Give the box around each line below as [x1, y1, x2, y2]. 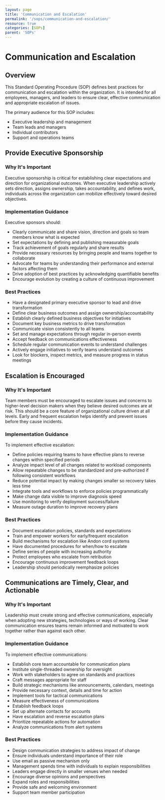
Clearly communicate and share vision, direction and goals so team [12, 229, 149, 235]
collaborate [12, 255, 35, 261]
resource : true [5, 21, 36, 26]
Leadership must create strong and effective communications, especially [5, 612, 153, 618]
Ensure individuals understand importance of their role [12, 753, 123, 759]
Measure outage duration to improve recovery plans [12, 504, 118, 510]
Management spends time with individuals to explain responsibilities [12, 763, 151, 769]
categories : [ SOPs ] [5, 26, 45, 31]
